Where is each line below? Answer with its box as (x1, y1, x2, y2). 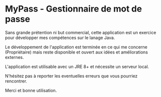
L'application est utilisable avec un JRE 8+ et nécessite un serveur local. (5, 64, 149, 69)
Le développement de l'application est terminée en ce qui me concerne (5, 44, 148, 50)
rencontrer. (5, 78, 28, 84)
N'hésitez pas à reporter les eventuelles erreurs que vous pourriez (5, 73, 138, 79)
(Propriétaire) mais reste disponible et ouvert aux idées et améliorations (5, 49, 148, 55)
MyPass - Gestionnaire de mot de (5, 3, 142, 14)
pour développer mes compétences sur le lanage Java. (5, 35, 115, 41)
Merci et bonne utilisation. (5, 87, 57, 93)
